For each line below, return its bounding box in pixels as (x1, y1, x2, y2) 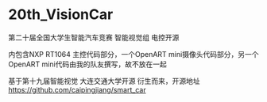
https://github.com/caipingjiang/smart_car (8, 85, 146, 94)
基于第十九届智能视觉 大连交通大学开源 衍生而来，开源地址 (8, 76, 200, 85)
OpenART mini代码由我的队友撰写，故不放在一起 (8, 59, 167, 69)
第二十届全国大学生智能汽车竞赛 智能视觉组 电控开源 (8, 32, 180, 42)
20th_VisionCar (8, 6, 114, 24)
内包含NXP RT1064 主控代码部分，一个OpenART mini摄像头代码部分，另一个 (8, 49, 259, 59)
